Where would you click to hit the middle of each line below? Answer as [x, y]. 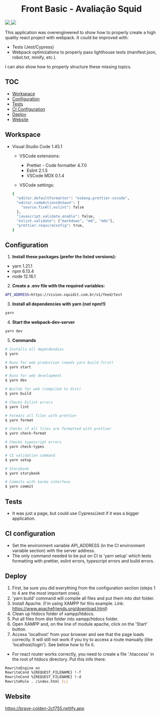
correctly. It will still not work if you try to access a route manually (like [82, 639]
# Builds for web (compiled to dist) [43, 389]
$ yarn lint [17, 407]
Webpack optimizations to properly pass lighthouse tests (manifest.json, [84, 52]
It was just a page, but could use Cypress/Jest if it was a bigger [75, 513]
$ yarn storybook [23, 473]
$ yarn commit [19, 486]
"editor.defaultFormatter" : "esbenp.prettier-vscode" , [73, 198]
